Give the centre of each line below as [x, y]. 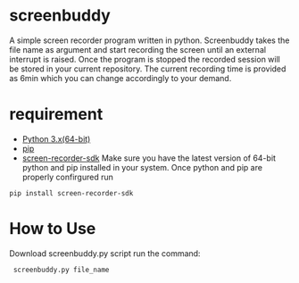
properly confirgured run [67, 177]
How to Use [53, 229]
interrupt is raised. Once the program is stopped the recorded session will [145, 59]
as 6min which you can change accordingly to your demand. [120, 78]
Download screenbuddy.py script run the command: [105, 253]
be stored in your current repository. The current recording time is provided [148, 69]
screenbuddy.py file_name [61, 270]
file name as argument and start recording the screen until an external [137, 49]
